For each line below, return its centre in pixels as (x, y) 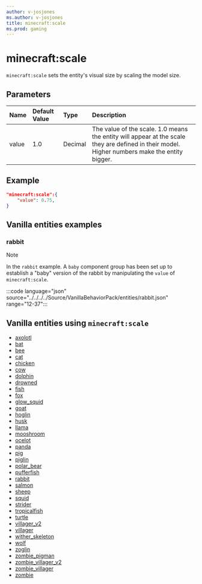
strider (23, 504)
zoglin (23, 549)
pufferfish (27, 472)
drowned (26, 382)
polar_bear (28, 466)
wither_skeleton (34, 536)
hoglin (23, 414)
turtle (22, 517)
